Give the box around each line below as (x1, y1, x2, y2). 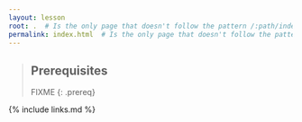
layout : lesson (8, 13, 66, 22)
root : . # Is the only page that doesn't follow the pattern (8, 22, 247, 30)
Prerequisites (30, 63, 108, 78)
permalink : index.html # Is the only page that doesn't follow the (8, 30, 271, 39)
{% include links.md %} (8, 104, 96, 115)
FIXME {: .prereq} (30, 87, 96, 98)
